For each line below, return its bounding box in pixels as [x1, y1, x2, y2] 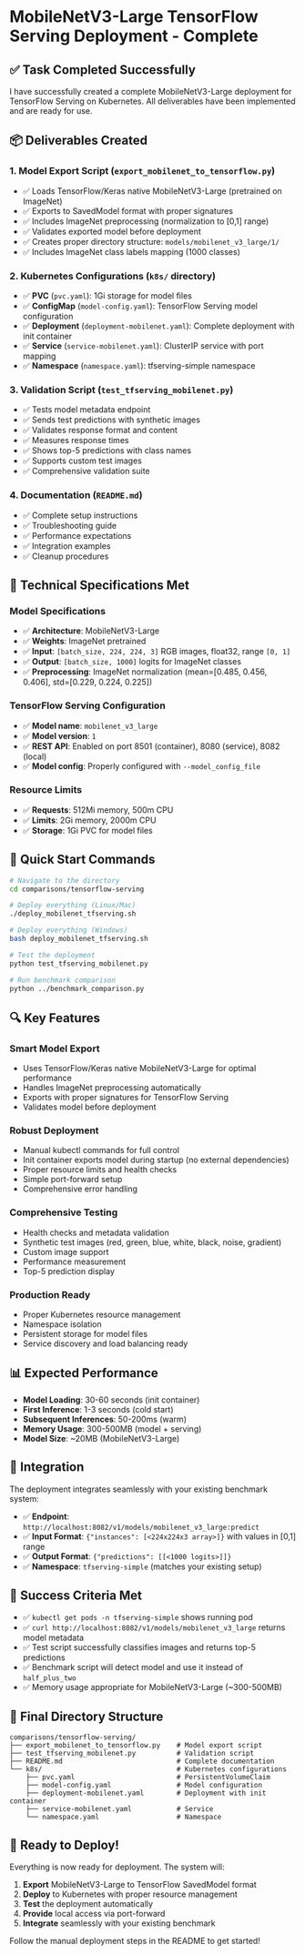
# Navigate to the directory [9, 876, 120, 885]
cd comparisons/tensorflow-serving [9, 885, 145, 894]
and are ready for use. [9, 106, 93, 116]
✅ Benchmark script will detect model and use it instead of [22, 1662, 244, 1673]
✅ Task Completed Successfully [9, 62, 196, 77]
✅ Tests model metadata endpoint [22, 404, 151, 415]
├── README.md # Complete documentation [9, 1757, 275, 1767]
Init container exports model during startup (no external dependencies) [22, 1154, 290, 1166]
